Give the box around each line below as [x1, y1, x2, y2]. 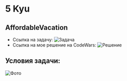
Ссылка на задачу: [12, 36, 53, 43]
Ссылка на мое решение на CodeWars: [12, 42, 97, 48]
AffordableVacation [5, 23, 68, 32]
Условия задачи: [5, 57, 60, 65]
